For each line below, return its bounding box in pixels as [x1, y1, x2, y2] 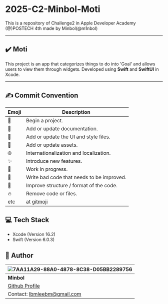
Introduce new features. [25, 157, 82, 164]
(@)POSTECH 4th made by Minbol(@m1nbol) [5, 25, 98, 31]
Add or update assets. [25, 141, 78, 148]
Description [61, 108, 91, 115]
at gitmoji [25, 198, 48, 205]
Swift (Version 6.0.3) [12, 237, 55, 243]
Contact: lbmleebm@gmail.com [7, 291, 81, 298]
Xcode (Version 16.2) [12, 231, 56, 238]
